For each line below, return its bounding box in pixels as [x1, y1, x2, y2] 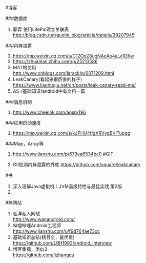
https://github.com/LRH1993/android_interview [12, 240, 112, 246]
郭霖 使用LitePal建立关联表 [12, 26, 69, 32]
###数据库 [5, 15, 28, 22]
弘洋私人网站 [12, 211, 40, 216]
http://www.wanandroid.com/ [12, 216, 75, 222]
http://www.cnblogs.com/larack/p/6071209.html [12, 70, 114, 76]
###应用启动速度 [5, 120, 41, 126]
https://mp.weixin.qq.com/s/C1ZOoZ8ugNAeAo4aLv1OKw [12, 53, 134, 59]
